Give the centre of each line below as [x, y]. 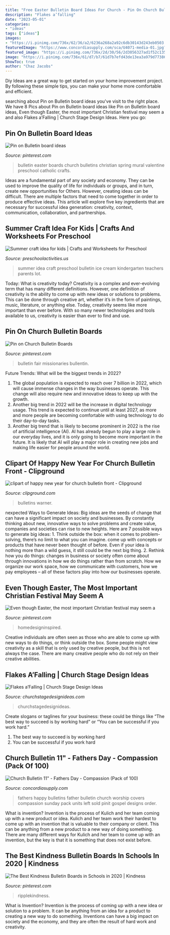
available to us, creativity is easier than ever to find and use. [68, 315]
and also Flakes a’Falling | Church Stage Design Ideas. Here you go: [76, 117]
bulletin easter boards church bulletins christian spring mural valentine [91, 165]
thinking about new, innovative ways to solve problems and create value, [81, 524]
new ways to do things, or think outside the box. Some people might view [82, 643]
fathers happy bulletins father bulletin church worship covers [81, 798]
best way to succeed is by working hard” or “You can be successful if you [82, 722]
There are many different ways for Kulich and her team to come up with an [83, 834]
